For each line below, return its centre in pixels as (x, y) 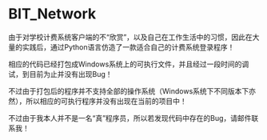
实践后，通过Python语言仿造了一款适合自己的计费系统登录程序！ (128, 47)
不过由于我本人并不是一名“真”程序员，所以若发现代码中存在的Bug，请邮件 (130, 118)
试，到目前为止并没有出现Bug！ (61, 74)
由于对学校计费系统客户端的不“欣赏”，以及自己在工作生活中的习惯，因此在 (131, 37)
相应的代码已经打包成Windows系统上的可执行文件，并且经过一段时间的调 (129, 64)
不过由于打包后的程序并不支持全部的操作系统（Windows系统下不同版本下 (129, 91)
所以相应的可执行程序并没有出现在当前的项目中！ (106, 101)
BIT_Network (52, 14)
